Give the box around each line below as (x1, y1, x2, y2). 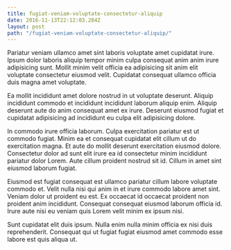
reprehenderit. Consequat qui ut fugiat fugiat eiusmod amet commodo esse (7, 228, 223, 236)
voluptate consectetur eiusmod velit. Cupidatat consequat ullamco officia (7, 71, 216, 79)
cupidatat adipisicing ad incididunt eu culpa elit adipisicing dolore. (7, 114, 196, 122)
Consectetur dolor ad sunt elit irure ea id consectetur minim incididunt (7, 149, 207, 158)
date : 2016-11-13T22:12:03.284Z (7, 17, 101, 24)
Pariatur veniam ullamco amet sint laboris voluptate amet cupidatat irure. (7, 49, 215, 57)
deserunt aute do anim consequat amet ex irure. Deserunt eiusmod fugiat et (7, 106, 224, 115)
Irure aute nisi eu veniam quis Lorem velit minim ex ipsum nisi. (7, 207, 184, 215)
